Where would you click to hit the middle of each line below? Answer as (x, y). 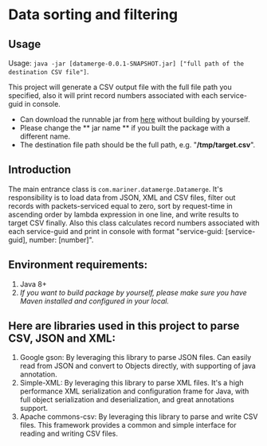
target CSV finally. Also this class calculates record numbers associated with (134, 223)
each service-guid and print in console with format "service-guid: (116, 231)
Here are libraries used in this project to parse (124, 326)
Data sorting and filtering (93, 15)
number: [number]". (61, 240)
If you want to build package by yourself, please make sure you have (133, 292)
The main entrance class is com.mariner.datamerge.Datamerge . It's (116, 189)
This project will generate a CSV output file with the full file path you (120, 87)
